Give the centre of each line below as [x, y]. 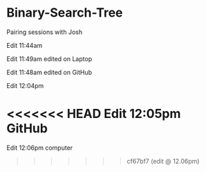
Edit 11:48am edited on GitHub [49, 72]
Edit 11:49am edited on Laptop [49, 59]
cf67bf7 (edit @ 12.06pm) [163, 161]
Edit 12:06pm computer [40, 148]
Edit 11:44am [25, 45]
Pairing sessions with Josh [45, 32]
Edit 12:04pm [25, 85]
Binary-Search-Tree [65, 13]
